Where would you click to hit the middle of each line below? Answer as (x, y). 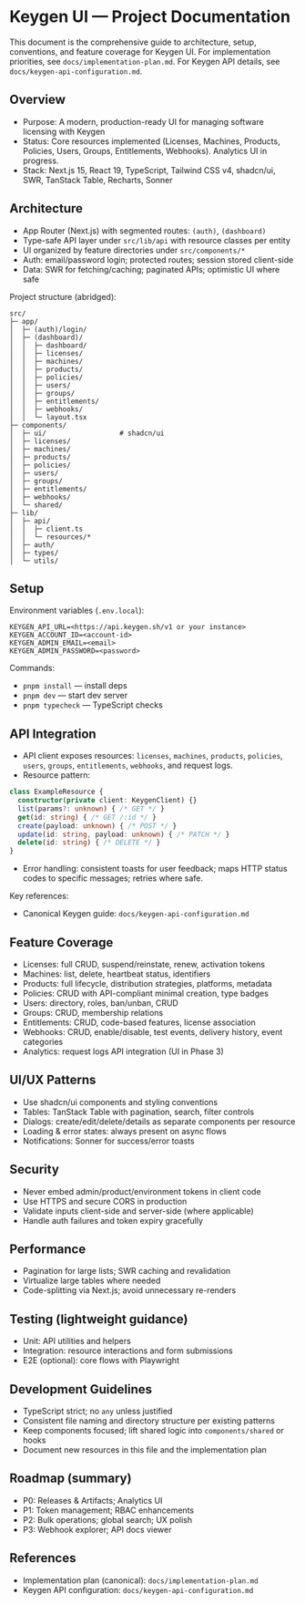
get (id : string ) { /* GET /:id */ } (87, 817)
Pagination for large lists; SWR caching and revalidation (127, 1271)
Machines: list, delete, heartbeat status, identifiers (117, 974)
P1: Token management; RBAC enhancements (108, 1510)
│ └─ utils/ (34, 561)
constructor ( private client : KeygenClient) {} (107, 801)
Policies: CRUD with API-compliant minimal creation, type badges (145, 993)
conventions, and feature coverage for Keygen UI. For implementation (140, 51)
